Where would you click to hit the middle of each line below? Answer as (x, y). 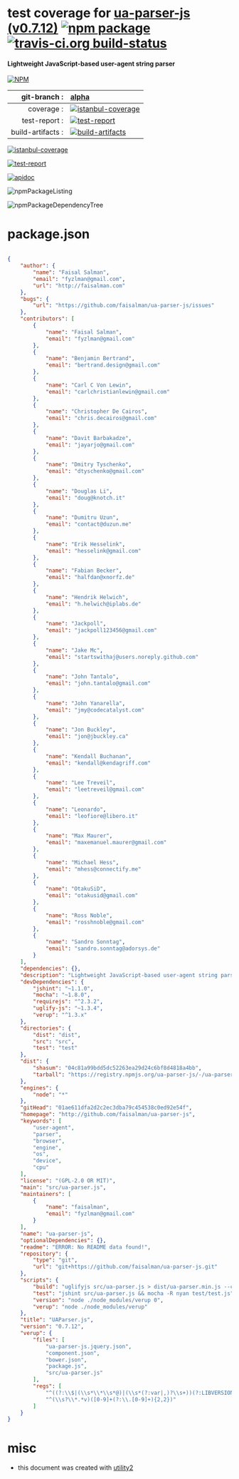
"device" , (47, 1161)
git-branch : (42, 97)
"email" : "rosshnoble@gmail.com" (95, 922)
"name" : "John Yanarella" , (85, 703)
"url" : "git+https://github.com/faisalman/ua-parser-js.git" (126, 1267)
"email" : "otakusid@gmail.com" (92, 896)
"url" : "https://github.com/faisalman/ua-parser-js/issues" (124, 306)
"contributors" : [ (47, 319)
